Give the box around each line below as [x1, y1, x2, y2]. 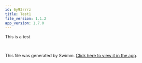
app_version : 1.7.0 [5, 20, 44, 26]
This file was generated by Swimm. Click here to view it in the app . [5, 53, 138, 59]
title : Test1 [5, 12, 31, 16]
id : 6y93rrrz [5, 7, 31, 12]
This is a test [5, 34, 30, 40]
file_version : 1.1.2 [5, 16, 47, 21]
